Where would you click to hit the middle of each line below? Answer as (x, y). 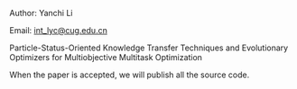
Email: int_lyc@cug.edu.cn (59, 30)
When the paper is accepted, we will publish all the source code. (130, 75)
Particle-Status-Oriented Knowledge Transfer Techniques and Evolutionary (149, 48)
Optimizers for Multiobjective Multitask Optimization (106, 57)
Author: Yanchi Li (41, 13)
